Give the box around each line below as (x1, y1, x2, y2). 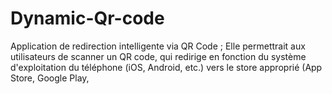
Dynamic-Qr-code (10, 7, 165, 30)
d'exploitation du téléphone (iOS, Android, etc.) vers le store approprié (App (10, 61, 323, 73)
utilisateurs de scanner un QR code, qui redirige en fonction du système (10, 50, 307, 62)
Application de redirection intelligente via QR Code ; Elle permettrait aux (10, 40, 306, 52)
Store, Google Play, (10, 72, 90, 84)
